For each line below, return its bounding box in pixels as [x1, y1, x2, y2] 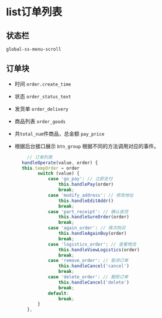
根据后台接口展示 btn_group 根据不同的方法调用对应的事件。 [14, 142, 160, 149]
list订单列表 [6, 5, 63, 19]
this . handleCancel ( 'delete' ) [58, 279, 130, 285]
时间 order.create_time [14, 80, 71, 87]
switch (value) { [37, 170, 80, 176]
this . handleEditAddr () [58, 197, 114, 204]
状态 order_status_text [14, 93, 71, 100]
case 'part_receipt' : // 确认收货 [47, 208, 129, 214]
